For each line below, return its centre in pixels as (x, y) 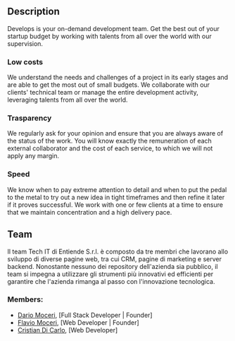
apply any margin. (33, 156)
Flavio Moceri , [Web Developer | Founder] (78, 322)
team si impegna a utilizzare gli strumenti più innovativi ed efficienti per (110, 274)
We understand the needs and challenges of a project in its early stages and (118, 78)
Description (33, 12)
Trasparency (30, 118)
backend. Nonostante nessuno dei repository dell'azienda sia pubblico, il (113, 266)
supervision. (25, 43)
